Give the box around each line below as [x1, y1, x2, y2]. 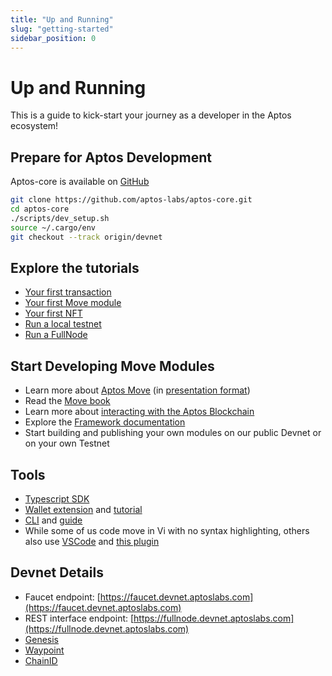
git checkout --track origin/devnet [10, 232, 163, 242]
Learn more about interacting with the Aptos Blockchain [24, 406, 255, 418]
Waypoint [24, 644, 65, 656]
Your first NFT [24, 307, 83, 320]
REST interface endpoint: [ [24, 612, 135, 624]
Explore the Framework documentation [24, 416, 186, 428]
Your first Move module [24, 297, 122, 309]
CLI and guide [24, 514, 83, 526]
